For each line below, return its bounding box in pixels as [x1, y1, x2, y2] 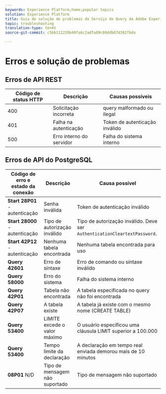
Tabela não [43, 287, 70, 294]
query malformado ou [103, 105, 154, 111]
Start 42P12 [7, 238, 37, 245]
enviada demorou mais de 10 [77, 348, 145, 355]
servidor [52, 139, 73, 146]
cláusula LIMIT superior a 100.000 [77, 327, 158, 334]
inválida [43, 206, 62, 213]
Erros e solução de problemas [5, 56, 130, 67]
